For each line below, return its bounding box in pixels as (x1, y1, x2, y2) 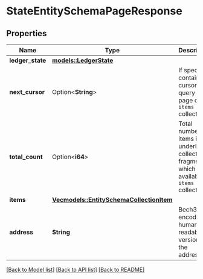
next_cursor (9, 88, 45, 96)
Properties (6, 28, 47, 39)
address (9, 228, 34, 236)
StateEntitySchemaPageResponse (6, 4, 182, 18)
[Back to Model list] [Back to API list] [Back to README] (6, 266, 145, 273)
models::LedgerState (52, 56, 114, 64)
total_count (9, 152, 43, 161)
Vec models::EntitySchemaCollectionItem (52, 196, 173, 204)
